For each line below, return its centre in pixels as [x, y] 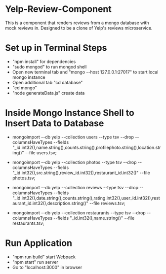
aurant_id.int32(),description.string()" [50, 203]
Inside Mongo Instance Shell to [70, 113]
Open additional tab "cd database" [47, 82]
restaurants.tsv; [28, 223]
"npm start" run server [35, 262]
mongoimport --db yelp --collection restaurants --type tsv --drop [79, 212]
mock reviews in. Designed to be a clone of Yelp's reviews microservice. [79, 28]
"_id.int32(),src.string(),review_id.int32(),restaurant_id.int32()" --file [81, 172]
